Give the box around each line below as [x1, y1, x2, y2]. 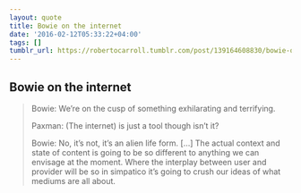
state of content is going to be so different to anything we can [30, 147, 260, 157]
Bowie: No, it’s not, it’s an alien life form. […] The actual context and [30, 138, 280, 148]
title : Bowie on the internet [9, 21, 123, 30]
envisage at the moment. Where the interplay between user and [30, 156, 267, 167]
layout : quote [9, 13, 63, 22]
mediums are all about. [30, 175, 116, 186]
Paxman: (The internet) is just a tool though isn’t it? [30, 120, 219, 130]
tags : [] [9, 38, 42, 47]
